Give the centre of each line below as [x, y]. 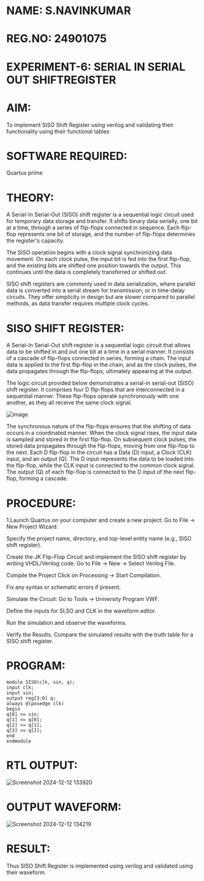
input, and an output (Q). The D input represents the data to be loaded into [100, 459]
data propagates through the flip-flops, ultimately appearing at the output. [100, 371]
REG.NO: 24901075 [57, 39]
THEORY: [30, 198]
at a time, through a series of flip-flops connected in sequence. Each [93, 228]
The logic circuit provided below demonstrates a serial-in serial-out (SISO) [100, 383]
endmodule [19, 741]
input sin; [20, 693]
